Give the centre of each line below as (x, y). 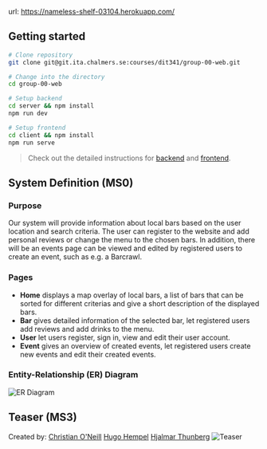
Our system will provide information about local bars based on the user (125, 223)
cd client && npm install (51, 135)
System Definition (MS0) (71, 183)
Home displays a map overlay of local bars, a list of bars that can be (132, 295)
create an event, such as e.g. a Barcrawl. (75, 257)
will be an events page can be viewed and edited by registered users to (126, 248)
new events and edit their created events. (88, 354)
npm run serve (32, 143)
